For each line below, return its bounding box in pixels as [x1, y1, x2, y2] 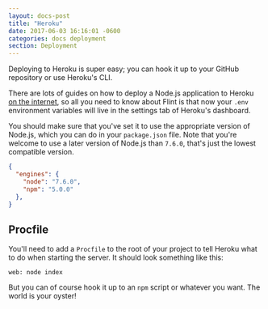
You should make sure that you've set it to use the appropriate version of [8, 121, 250, 131]
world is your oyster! [8, 291, 77, 301]
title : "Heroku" [8, 19, 63, 28]
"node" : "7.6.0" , [23, 177, 82, 186]
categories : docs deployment [8, 34, 107, 43]
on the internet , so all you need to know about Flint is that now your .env [8, 97, 249, 107]
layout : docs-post [8, 11, 70, 20]
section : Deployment [8, 42, 78, 50]
